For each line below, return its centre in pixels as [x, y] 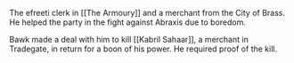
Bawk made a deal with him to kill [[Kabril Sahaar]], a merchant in [129, 39]
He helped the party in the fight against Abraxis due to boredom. [128, 22]
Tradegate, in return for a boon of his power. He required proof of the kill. [143, 49]
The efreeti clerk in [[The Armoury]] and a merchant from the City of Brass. [147, 13]
